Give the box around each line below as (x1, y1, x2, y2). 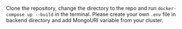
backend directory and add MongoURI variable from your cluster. (6, 17, 163, 23)
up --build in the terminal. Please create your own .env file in (27, 11, 176, 18)
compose (6, 12, 25, 18)
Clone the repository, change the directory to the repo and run (6, 5, 157, 11)
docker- (157, 6, 177, 11)
